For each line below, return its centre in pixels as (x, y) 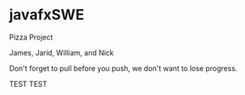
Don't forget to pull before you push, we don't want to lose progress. (123, 68)
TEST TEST (28, 84)
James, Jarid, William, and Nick (61, 52)
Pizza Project (31, 37)
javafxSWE (46, 15)
